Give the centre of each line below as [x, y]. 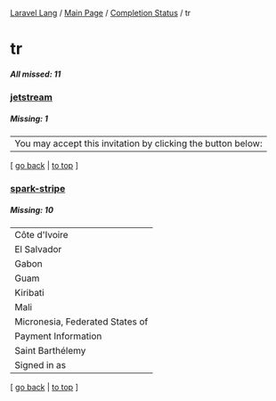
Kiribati [29, 293]
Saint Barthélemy [50, 351]
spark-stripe [38, 189]
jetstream [31, 97]
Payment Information [58, 336]
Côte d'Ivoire [42, 235]
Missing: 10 [32, 209]
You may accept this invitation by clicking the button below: [138, 143]
